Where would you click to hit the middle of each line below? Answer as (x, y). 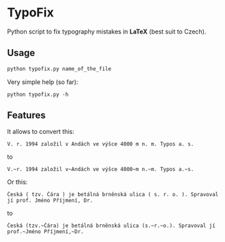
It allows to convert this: (41, 132)
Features (26, 115)
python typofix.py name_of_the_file (59, 69)
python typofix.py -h (38, 94)
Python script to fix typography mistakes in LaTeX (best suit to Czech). (107, 31)
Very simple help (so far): (43, 82)
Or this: (17, 182)
